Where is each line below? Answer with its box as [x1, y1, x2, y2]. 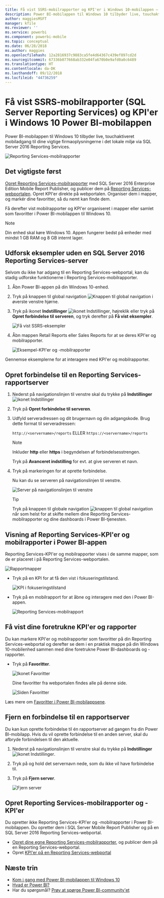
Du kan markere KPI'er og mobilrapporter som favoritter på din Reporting [5, 636, 152, 642]
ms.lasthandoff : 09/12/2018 [5, 71, 62, 76]
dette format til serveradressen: [12, 421, 76, 427]
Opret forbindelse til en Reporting [5, 371, 109, 379]
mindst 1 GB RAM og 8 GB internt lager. [5, 235, 84, 241]
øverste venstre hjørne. [12, 299, 60, 305]
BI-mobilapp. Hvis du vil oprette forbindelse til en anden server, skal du [5, 731, 148, 737]
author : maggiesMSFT [5, 16, 47, 21]
